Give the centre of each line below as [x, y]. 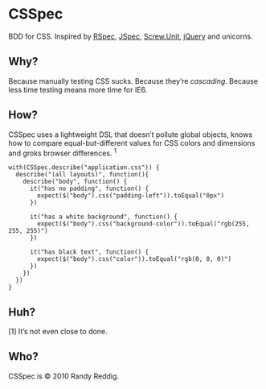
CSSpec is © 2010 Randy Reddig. [63, 376]
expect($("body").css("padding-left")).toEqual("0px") [131, 196]
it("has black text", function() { [89, 252]
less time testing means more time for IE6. [78, 89]
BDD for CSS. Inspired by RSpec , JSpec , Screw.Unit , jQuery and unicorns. [131, 36]
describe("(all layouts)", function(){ [82, 175]
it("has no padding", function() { [89, 189]
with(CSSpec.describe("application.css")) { [84, 168]
